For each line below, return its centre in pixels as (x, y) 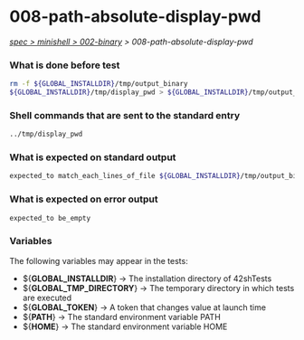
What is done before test (65, 65)
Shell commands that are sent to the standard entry (125, 115)
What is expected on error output (84, 199)
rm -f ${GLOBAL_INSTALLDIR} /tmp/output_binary (99, 84)
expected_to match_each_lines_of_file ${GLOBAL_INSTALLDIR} (125, 176)
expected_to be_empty (50, 218)
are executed (47, 297)
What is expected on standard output (93, 157)
